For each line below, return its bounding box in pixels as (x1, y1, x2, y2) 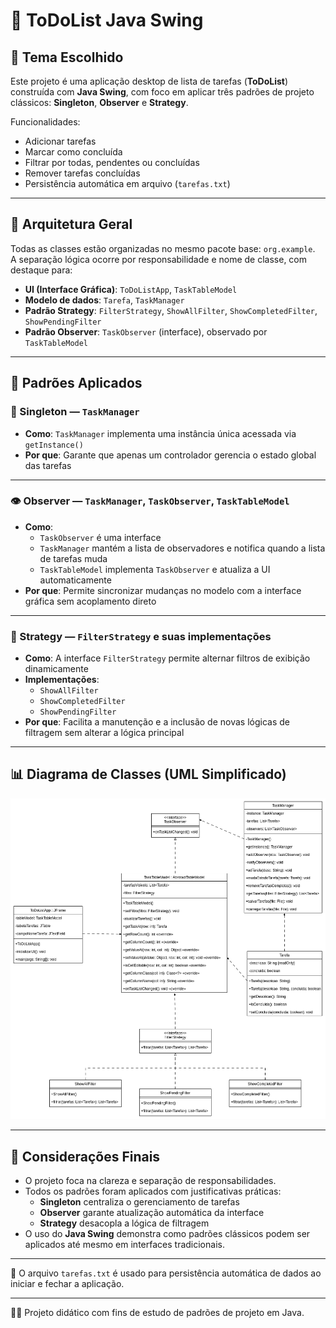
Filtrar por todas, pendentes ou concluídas (24, 157, 200, 168)
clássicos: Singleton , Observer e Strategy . (10, 97, 189, 108)
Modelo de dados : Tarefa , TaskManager (24, 294, 185, 306)
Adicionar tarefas (24, 135, 97, 147)
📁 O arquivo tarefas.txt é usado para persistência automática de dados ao (10, 1267, 322, 1279)
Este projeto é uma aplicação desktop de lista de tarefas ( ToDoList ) (10, 75, 289, 87)
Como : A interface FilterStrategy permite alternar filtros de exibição (24, 652, 311, 664)
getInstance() (24, 440, 84, 450)
